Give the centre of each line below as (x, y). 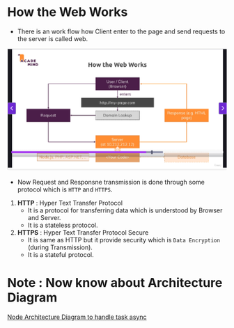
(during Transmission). (60, 247)
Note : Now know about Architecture (115, 283)
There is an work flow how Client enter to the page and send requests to (121, 31)
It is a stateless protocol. (63, 225)
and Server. (44, 218)
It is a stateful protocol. (61, 255)
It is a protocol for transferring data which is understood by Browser (125, 210)
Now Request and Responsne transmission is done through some (111, 182)
